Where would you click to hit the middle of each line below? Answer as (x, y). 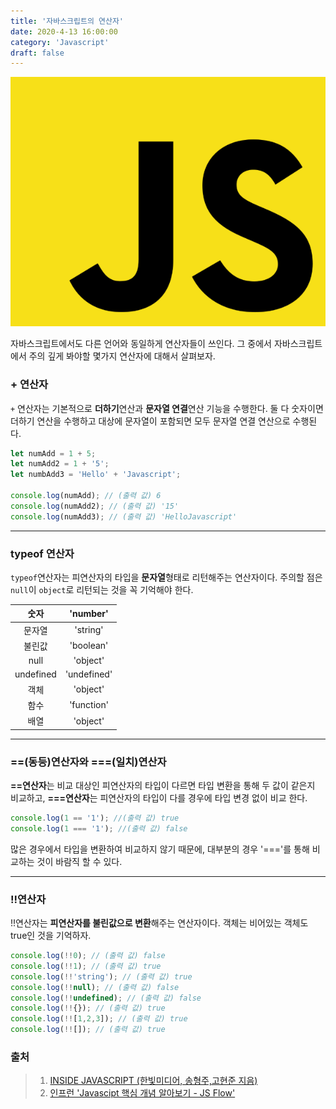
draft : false (37, 53)
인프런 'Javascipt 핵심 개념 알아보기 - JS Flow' (142, 1093)
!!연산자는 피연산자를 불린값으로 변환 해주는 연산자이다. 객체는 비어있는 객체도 (159, 923)
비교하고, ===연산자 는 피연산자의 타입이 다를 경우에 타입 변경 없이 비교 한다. (159, 797)
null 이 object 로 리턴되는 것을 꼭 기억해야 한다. (102, 589)
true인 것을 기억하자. (51, 936)
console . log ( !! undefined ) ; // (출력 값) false (106, 998)
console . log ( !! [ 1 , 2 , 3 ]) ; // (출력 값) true (99, 1019)
